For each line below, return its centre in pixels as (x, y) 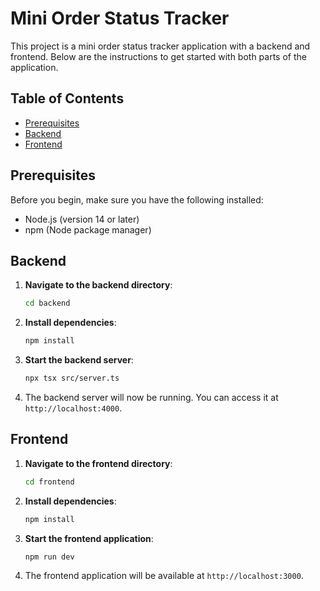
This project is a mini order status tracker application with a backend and (160, 46)
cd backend (47, 303)
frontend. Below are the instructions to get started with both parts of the (158, 56)
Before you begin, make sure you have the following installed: (137, 199)
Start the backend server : (79, 360)
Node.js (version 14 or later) (82, 219)
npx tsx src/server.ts (72, 378)
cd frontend (49, 482)
